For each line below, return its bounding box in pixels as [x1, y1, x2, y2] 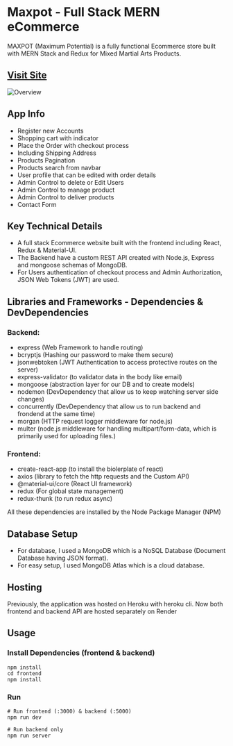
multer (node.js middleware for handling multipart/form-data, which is [17, 424, 217, 433]
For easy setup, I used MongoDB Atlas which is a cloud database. [17, 561, 205, 570]
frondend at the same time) [17, 410, 96, 418]
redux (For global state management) [17, 487, 123, 495]
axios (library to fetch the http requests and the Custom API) [17, 472, 189, 481]
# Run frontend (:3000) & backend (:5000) [7, 708, 132, 715]
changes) [17, 395, 45, 404]
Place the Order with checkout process [17, 141, 130, 149]
